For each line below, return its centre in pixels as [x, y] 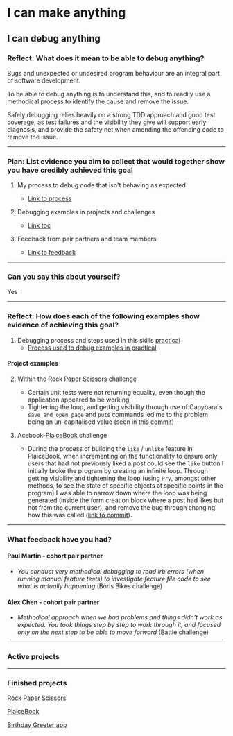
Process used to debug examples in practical [92, 348]
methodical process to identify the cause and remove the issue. [98, 101]
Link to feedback [52, 253]
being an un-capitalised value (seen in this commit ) [101, 422]
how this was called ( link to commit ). [80, 515]
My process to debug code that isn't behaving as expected [101, 185]
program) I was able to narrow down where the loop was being [117, 493]
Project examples [33, 363]
